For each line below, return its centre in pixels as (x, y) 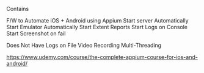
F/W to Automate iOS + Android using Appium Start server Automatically (97, 20)
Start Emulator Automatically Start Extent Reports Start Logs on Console (97, 27)
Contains (18, 9)
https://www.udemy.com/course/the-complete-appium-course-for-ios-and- (102, 57)
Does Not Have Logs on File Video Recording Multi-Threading (84, 45)
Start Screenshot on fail (36, 33)
